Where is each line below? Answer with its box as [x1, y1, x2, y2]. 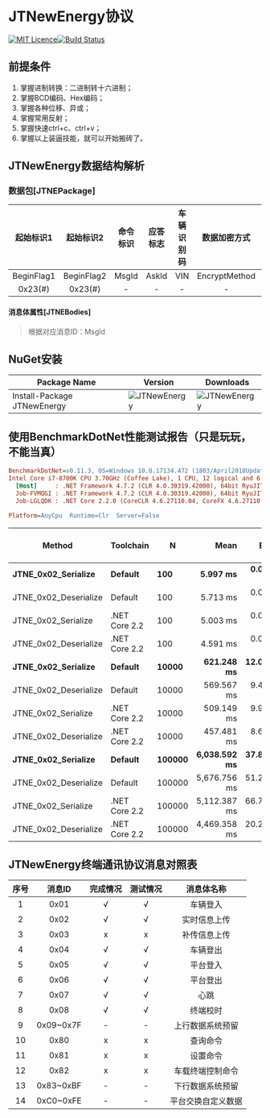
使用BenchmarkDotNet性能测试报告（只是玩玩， [8, 430, 252, 443]
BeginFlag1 [12, 271, 56, 282]
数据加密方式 [202, 232, 251, 243]
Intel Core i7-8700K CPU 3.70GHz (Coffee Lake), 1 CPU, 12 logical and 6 [8, 475, 261, 483]
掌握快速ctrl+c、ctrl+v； [19, 123, 102, 133]
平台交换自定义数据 [170, 1095, 243, 1107]
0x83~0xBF [36, 1080, 82, 1091]
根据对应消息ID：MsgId [27, 326, 106, 336]
